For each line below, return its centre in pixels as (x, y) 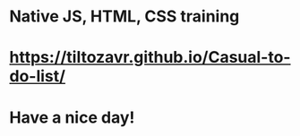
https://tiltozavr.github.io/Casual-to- (150, 58)
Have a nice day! (72, 117)
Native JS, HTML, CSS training (124, 17)
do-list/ (37, 76)
